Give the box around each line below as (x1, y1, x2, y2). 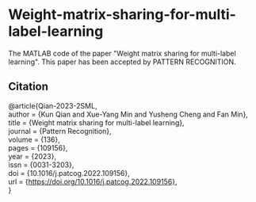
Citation (8, 80, 49, 93)
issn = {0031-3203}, (8, 160, 75, 170)
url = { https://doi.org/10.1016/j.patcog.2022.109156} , (8, 177, 178, 186)
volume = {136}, (8, 135, 61, 144)
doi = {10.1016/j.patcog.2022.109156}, (8, 168, 131, 177)
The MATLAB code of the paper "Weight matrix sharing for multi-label (8, 48, 236, 58)
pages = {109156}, (8, 143, 68, 152)
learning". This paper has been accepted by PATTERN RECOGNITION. (8, 57, 236, 67)
